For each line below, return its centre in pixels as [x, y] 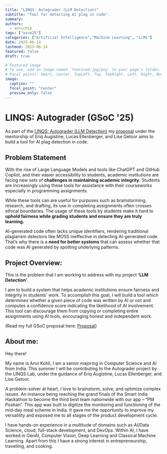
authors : [14, 24]
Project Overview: [34, 263]
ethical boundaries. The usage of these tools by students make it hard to [79, 211]
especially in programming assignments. [46, 191]
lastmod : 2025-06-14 [27, 47]
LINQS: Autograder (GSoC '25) [70, 117]
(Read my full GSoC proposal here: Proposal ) [51, 326]
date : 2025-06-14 [23, 42]
